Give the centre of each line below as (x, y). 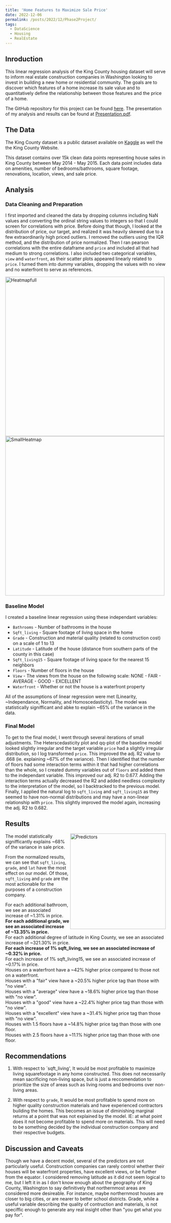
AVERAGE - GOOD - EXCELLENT (47, 681)
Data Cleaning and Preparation (44, 204)
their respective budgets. (39, 1133)
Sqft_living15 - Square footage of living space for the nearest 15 (81, 660)
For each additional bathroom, (37, 905)
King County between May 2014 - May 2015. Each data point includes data (83, 163)
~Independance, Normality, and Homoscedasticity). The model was (76, 702)
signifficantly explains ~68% (35, 841)
